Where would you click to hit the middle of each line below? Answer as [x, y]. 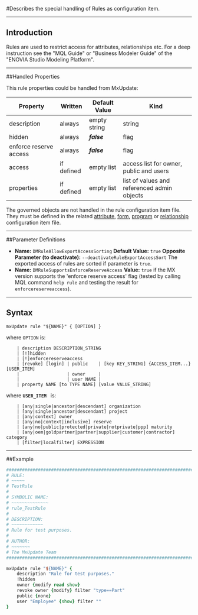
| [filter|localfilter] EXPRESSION [60, 442]
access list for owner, [153, 163]
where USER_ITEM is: [31, 395]
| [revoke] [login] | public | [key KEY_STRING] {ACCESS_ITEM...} [104, 364]
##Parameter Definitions [36, 239]
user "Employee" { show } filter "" [59, 601]
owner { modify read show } [49, 585]
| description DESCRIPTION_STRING [59, 348]
